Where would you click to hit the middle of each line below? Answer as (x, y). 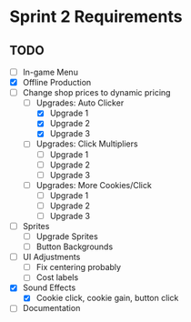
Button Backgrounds (75, 247)
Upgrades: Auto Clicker (80, 103)
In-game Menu (50, 72)
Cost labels (57, 277)
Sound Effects (49, 287)
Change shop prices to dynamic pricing (96, 93)
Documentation (51, 308)
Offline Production (57, 83)
